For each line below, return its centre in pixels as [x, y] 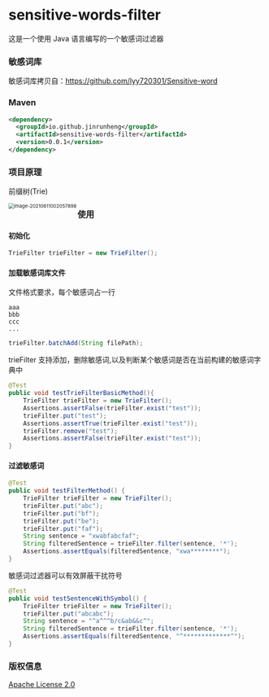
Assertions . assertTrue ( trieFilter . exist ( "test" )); [111, 423]
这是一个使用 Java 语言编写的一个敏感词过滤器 [86, 38]
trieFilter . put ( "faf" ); [63, 528]
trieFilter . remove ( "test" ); [70, 431]
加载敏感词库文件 [37, 272]
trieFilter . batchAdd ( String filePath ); [76, 344]
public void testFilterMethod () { [67, 491]
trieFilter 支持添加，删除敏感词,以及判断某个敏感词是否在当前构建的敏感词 [131, 360]
